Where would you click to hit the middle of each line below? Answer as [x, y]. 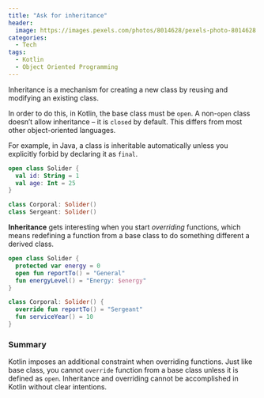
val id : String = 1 [47, 176]
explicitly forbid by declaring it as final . [73, 154]
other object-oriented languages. [62, 130]
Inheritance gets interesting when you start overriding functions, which [124, 227]
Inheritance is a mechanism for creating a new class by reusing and [118, 89]
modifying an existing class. [54, 98]
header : [21, 23]
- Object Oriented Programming [67, 67]
